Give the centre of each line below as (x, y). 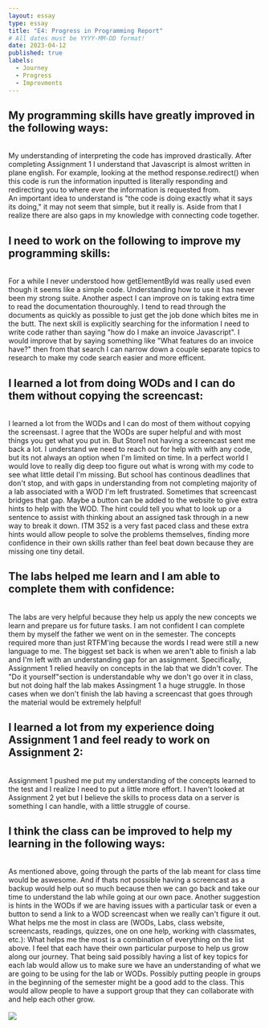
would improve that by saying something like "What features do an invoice (131, 341)
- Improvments (39, 83)
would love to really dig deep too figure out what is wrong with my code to (131, 465)
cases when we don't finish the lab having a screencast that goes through (130, 693)
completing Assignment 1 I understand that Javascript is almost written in (129, 165)
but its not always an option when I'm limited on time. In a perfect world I (128, 457)
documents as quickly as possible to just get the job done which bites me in (133, 315)
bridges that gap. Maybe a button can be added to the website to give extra (133, 500)
